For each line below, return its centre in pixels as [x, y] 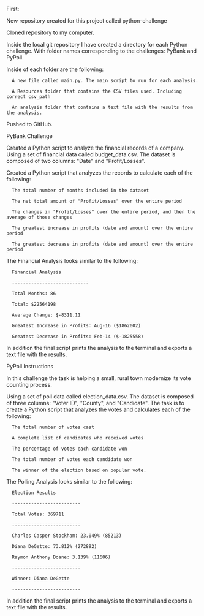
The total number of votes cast [53, 427]
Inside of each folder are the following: [55, 69]
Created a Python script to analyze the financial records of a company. [96, 148]
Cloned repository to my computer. [51, 32]
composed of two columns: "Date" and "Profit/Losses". [76, 161]
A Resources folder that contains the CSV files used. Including [97, 91]
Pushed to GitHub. [30, 124]
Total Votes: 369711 [38, 514]
